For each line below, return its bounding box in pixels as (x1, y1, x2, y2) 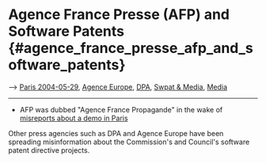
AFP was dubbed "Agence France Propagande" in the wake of (19, 104, 223, 114)
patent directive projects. (8, 145, 90, 155)
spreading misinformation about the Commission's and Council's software (8, 137, 250, 146)
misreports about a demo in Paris (19, 113, 128, 123)
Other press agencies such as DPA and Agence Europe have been (8, 128, 224, 138)
